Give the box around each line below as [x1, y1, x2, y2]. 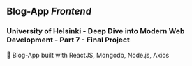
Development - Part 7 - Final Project [6, 35, 130, 44]
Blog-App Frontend [6, 6, 92, 17]
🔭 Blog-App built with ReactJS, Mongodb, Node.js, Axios [6, 51, 170, 59]
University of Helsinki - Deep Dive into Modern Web [6, 26, 185, 36]
